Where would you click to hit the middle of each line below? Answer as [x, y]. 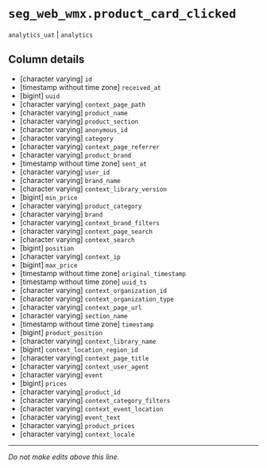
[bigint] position [47, 248]
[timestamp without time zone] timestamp [87, 324]
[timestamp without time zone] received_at [90, 87]
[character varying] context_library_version [93, 189]
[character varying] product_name [74, 112]
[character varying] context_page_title [84, 357]
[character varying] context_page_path [82, 104]
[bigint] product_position [61, 332]
